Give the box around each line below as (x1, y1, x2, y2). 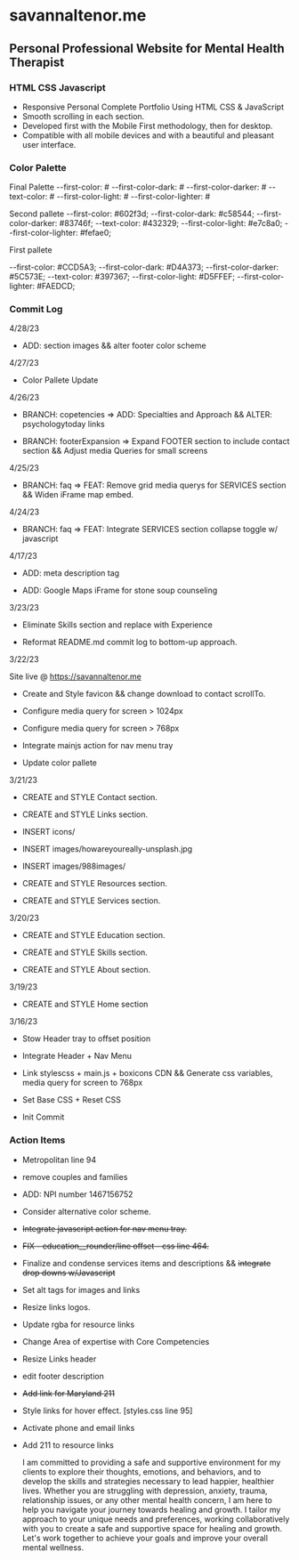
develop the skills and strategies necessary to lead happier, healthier (21, 1475, 274, 1486)
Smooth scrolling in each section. (21, 110, 145, 121)
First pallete (9, 245, 53, 255)
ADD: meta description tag (21, 568, 120, 578)
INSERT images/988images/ (21, 861, 126, 872)
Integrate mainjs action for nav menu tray (21, 740, 174, 751)
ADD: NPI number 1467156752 (21, 1189, 133, 1200)
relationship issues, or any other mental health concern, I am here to (21, 1494, 273, 1505)
